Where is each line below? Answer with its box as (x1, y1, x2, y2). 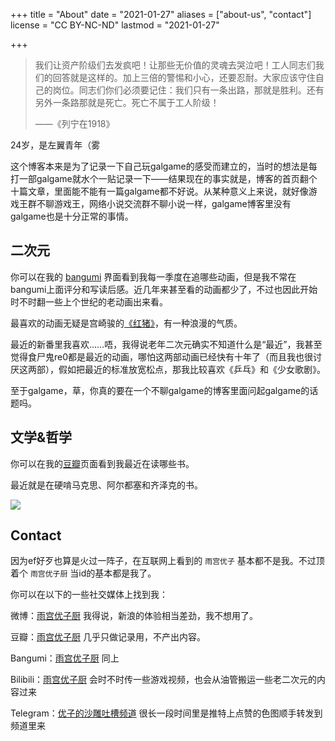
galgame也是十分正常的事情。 (10, 210, 134, 222)
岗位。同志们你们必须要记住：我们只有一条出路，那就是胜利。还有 (52, 84, 325, 96)
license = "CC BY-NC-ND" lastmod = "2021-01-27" (10, 19, 220, 31)
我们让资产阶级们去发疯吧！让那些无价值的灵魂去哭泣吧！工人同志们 (34, 59, 316, 71)
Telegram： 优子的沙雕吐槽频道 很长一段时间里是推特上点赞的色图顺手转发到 (10, 707, 323, 719)
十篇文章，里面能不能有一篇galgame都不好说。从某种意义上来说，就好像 (10, 185, 309, 197)
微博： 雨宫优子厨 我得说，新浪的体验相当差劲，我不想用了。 (10, 610, 258, 622)
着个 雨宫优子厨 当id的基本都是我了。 (10, 567, 157, 579)
